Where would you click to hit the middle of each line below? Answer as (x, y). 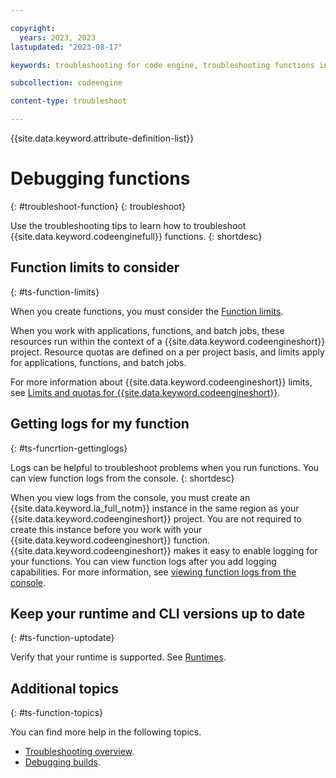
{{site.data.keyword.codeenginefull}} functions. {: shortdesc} (136, 236)
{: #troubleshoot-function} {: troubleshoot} (98, 206)
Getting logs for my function (100, 424)
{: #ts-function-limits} (55, 292)
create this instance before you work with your (106, 529)
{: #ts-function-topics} (57, 713)
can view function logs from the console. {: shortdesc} (122, 478)
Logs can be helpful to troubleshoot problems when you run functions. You (165, 467)
